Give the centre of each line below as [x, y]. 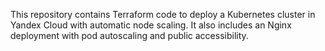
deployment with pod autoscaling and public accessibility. [129, 35]
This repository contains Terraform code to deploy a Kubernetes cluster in [163, 14]
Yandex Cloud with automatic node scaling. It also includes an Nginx [151, 25]
